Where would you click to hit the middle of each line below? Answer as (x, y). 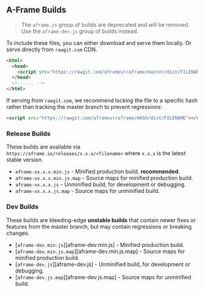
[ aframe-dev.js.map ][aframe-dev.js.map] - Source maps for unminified (103, 277)
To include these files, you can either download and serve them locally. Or (99, 43)
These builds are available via (43, 147)
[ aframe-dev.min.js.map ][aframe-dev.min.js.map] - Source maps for (100, 251)
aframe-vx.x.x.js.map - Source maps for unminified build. (87, 191)
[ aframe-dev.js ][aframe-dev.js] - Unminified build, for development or (103, 264)
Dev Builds (22, 207)
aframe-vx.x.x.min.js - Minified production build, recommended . (97, 172)
